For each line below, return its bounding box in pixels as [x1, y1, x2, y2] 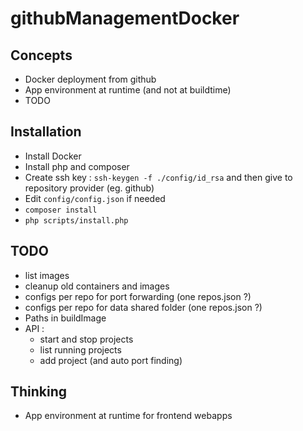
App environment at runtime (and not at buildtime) [24, 84, 232, 96]
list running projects [39, 343, 122, 356]
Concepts [10, 47, 73, 64]
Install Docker [24, 150, 82, 162]
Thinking [10, 383, 68, 401]
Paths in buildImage [24, 312, 107, 324]
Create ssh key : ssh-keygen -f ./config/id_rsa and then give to [24, 171, 293, 183]
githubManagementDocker [10, 7, 240, 30]
